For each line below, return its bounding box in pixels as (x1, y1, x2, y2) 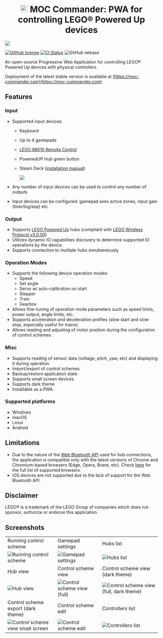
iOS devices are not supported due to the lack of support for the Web (12, 472, 151, 478)
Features (5, 93, 33, 101)
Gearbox (19, 301, 37, 307)
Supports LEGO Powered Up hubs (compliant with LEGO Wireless (12, 226, 143, 232)
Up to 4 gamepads (19, 137, 57, 143)
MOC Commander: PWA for (30, 4, 143, 15)
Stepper (19, 291, 35, 297)
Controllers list (102, 605, 135, 612)
